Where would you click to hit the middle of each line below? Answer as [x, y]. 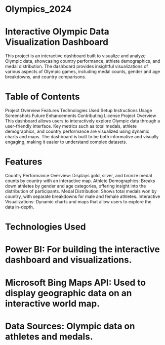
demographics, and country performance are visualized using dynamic [77, 131]
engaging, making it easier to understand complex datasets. [66, 142]
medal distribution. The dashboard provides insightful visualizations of [77, 66]
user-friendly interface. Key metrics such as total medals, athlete [71, 126]
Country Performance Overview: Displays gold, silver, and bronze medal [79, 175]
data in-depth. [20, 207]
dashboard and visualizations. [69, 260]
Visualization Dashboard [57, 42]
